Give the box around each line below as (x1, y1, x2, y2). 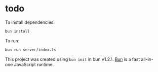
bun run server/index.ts (5, 47, 56, 52)
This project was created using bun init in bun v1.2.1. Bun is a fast (5, 56, 140, 62)
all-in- (141, 56, 154, 62)
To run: (5, 37, 20, 43)
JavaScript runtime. (14, 61, 54, 67)
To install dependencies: (5, 19, 55, 25)
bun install (5, 29, 30, 34)
